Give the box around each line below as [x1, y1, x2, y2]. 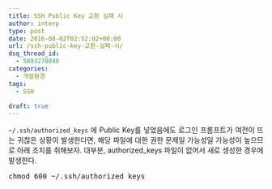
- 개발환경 [15, 72, 46, 80]
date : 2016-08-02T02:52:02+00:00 [8, 34, 121, 43]
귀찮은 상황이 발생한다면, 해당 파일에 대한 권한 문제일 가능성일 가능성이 [17, 135, 242, 145]
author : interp [8, 19, 60, 28]
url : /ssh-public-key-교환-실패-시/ [8, 42, 124, 50]
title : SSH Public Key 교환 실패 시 [8, 11, 124, 20]
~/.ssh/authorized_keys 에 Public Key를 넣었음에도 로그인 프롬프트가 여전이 [8, 125, 255, 135]
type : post [8, 27, 45, 35]
